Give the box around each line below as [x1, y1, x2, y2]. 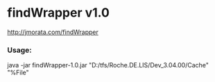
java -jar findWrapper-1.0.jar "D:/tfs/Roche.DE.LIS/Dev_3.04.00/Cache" [7, 61, 209, 69]
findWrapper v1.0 [7, 5, 110, 21]
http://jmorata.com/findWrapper [7, 28, 98, 36]
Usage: [7, 45, 33, 55]
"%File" [7, 68, 29, 77]
